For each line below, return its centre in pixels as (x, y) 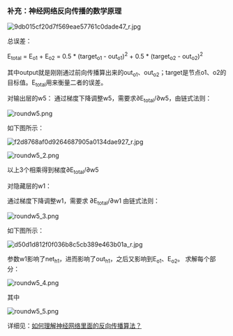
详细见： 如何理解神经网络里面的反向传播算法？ (74, 326)
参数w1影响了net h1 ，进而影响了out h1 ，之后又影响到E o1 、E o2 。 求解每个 (109, 260)
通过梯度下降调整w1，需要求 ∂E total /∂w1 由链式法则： (84, 202)
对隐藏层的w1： (30, 186)
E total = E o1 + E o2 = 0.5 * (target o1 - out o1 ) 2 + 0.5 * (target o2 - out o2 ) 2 (105, 57)
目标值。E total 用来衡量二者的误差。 (57, 83)
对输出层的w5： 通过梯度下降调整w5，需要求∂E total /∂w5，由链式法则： (110, 99)
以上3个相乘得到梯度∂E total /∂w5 (53, 170)
